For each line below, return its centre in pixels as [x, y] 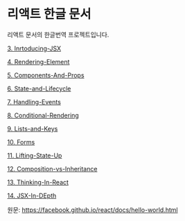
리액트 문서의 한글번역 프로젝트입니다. [58, 35]
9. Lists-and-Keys [33, 128]
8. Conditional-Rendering [43, 115]
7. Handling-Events [34, 102]
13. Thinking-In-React [38, 182]
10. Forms [21, 142]
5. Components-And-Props [46, 75]
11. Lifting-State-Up [35, 155]
